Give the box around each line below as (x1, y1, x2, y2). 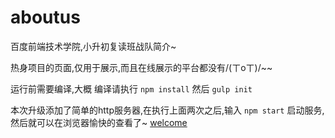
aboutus (10, 6, 81, 29)
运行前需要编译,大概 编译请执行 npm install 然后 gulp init (10, 82, 253, 95)
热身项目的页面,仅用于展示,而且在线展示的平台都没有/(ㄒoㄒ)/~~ (10, 61, 273, 73)
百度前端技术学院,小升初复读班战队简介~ (10, 40, 177, 52)
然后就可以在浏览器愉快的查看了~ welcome (10, 116, 188, 128)
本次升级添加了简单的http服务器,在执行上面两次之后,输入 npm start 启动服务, (10, 104, 325, 116)
